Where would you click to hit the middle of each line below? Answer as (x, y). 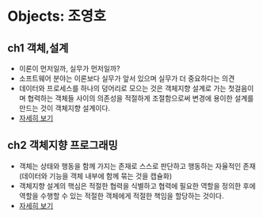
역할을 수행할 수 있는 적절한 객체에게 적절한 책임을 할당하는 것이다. (121, 196)
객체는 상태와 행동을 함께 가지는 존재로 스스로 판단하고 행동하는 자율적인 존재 (137, 166)
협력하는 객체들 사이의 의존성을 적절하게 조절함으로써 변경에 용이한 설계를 (141, 98)
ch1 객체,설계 (38, 48)
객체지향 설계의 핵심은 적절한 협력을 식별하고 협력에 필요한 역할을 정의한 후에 (137, 185)
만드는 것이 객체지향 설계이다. (65, 108)
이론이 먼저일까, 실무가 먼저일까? (69, 69)
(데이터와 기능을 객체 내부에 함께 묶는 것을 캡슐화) (95, 176)
